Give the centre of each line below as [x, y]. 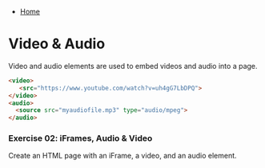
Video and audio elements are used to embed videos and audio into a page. [133, 66]
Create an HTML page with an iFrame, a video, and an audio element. [123, 156]
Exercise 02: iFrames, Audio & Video [80, 138]
